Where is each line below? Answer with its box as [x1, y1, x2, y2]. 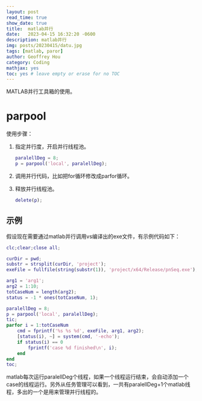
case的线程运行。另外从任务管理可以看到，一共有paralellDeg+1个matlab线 [6, 381, 191, 388]
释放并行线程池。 [14, 185, 58, 192]
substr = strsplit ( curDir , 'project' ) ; [6, 261, 107, 268]
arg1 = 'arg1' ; [6, 278, 45, 284]
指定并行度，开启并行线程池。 [14, 143, 89, 150]
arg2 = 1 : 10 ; [6, 283, 39, 289]
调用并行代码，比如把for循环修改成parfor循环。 [14, 172, 133, 179]
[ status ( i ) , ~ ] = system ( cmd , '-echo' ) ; [17, 333, 120, 339]
